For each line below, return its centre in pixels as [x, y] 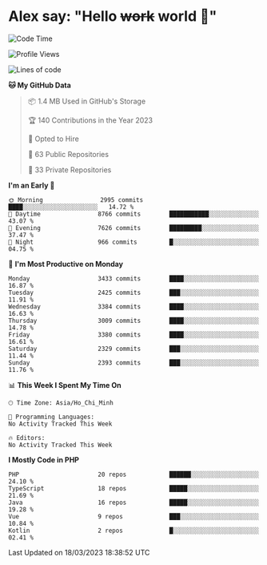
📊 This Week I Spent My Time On [65, 385]
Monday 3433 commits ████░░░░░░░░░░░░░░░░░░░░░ [134, 278]
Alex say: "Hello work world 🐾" [113, 16]
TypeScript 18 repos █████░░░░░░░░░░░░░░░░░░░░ [134, 488]
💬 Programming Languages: [51, 417]
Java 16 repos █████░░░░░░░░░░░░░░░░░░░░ [134, 502]
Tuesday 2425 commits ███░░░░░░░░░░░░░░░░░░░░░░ [134, 293]
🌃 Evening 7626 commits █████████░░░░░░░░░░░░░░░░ [134, 228]
